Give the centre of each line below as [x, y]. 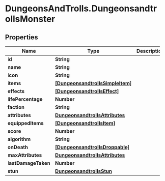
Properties [22, 37]
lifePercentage [25, 99]
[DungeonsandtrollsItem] [85, 123]
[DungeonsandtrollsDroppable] [92, 147]
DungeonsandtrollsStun [83, 171]
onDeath [18, 147]
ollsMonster [30, 19]
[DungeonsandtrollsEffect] [87, 91]
